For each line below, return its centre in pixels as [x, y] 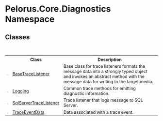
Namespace [30, 19]
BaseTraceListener [31, 74]
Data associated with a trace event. [98, 112]
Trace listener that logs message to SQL [103, 100]
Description [110, 60]
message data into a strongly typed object [106, 71]
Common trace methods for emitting [99, 88]
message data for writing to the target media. [108, 81]
